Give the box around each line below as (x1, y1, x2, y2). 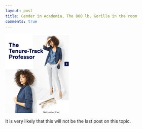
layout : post (5, 8, 33, 13)
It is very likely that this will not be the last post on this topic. (5, 118, 131, 124)
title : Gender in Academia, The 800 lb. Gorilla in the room (5, 13, 137, 19)
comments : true (5, 19, 38, 24)
